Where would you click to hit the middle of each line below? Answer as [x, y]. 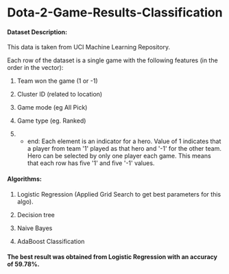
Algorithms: [25, 179]
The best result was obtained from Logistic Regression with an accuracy [112, 257]
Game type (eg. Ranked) [51, 121]
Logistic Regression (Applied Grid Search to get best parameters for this [119, 194]
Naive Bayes [35, 228]
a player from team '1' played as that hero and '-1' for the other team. [124, 149]
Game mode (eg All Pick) [52, 108]
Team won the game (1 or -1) [57, 81]
